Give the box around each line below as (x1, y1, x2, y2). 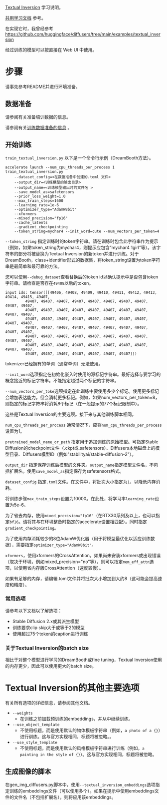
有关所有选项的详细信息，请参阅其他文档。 (5, 700, 93, 706)
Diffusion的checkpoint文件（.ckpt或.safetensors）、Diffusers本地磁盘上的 (5, 445, 156, 451)
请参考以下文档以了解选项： (5, 608, 62, 614)
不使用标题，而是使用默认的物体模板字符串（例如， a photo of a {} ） (19, 728, 161, 734)
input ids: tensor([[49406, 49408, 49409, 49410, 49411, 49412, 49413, (5, 290, 157, 295)
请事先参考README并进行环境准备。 (5, 83, 81, 89)
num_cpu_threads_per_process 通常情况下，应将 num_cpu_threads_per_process (5, 422, 162, 428)
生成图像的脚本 (5, 768, 51, 776)
